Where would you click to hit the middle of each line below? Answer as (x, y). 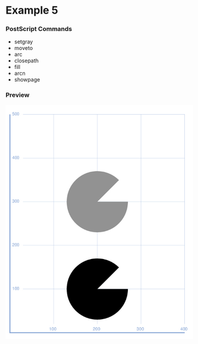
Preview (18, 95)
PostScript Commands (39, 29)
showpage (27, 80)
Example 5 (32, 10)
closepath (26, 61)
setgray (23, 42)
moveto (23, 48)
